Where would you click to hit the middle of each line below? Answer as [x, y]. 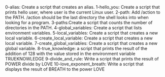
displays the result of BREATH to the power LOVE [55, 69]
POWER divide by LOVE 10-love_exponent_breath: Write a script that [74, 64]
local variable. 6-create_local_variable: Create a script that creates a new [79, 38]
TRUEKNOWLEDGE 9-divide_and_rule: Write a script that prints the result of [82, 59]
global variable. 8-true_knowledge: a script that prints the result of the [76, 48]
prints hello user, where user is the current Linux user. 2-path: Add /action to [83, 12]
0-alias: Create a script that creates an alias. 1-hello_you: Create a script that [82, 7]
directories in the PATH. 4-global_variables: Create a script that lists [73, 28]
